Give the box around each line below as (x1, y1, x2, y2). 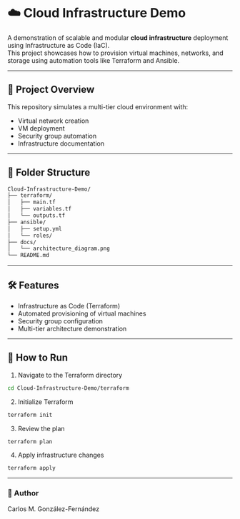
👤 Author (7, 488, 39, 498)
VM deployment (17, 124, 66, 132)
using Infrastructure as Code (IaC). (7, 41, 110, 49)
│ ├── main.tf (7, 198, 56, 206)
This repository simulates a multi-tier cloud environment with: (7, 102, 189, 111)
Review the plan (17, 424, 66, 433)
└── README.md (7, 252, 50, 259)
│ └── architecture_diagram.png (7, 245, 111, 253)
